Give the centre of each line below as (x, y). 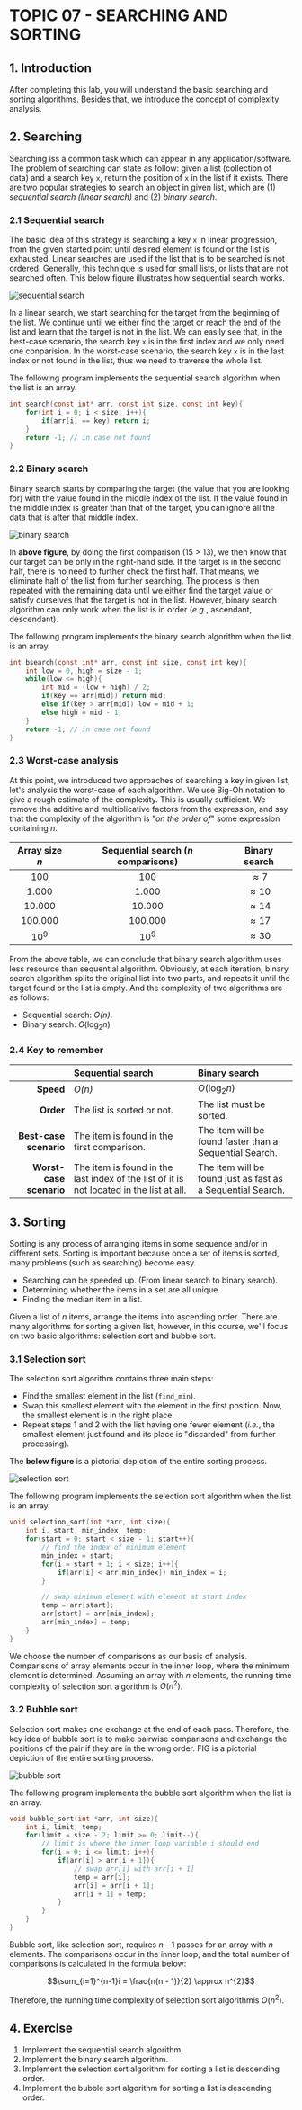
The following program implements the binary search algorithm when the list (151, 636)
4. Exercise (41, 2028)
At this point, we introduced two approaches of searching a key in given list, (150, 780)
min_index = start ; (78, 1556)
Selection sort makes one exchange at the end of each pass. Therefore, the (149, 1729)
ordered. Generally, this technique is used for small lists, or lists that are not (149, 268)
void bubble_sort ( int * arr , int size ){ (84, 1819)
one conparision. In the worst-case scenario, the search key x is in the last (147, 351)
